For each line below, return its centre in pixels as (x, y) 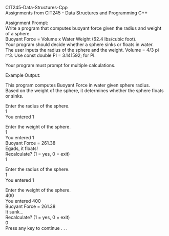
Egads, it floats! (22, 148)
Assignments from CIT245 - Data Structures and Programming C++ (77, 13)
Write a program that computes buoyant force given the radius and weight (83, 28)
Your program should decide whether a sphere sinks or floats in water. (80, 45)
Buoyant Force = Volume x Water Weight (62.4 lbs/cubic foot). (71, 39)
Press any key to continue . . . (36, 228)
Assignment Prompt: (27, 23)
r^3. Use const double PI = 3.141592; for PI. (50, 55)
